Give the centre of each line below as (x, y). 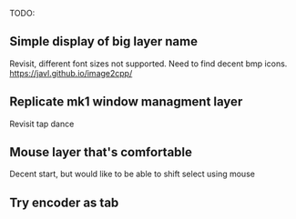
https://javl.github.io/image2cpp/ (71, 73)
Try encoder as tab (64, 202)
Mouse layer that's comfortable (101, 152)
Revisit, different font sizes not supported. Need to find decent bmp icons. (148, 64)
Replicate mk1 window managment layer (126, 102)
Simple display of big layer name (104, 41)
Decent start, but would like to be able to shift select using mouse (132, 174)
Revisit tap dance (42, 124)
